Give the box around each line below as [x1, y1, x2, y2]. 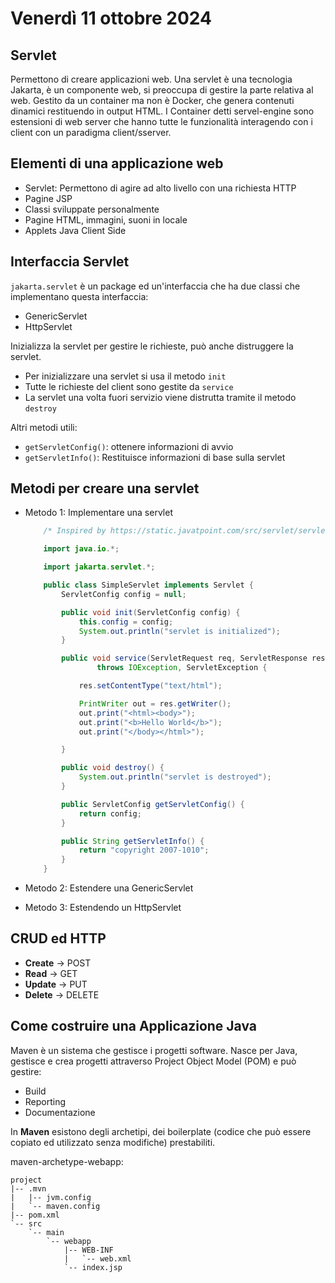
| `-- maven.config [10, 1201, 101, 1211]
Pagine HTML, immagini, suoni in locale [24, 213, 188, 226]
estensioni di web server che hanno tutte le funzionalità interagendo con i [10, 116, 313, 127]
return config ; [78, 808, 142, 819]
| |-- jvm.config [10, 1192, 92, 1202]
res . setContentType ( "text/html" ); [78, 681, 223, 691]
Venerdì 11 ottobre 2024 [10, 7, 212, 30]
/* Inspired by [43, 526, 107, 536]
